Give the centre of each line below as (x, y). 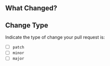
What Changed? (31, 8)
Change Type (27, 25)
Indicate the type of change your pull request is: (55, 37)
